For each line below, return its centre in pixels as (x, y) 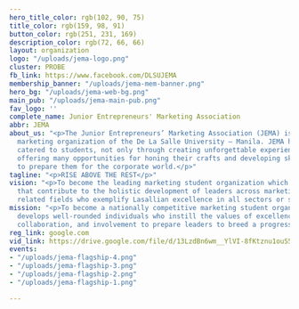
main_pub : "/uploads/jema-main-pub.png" (85, 100)
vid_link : (28, 241)
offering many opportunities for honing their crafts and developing (149, 158)
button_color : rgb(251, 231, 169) (73, 34)
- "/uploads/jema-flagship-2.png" (73, 274)
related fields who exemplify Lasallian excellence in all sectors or (151, 200)
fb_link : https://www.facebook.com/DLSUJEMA (93, 76)
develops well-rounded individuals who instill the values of (135, 216)
